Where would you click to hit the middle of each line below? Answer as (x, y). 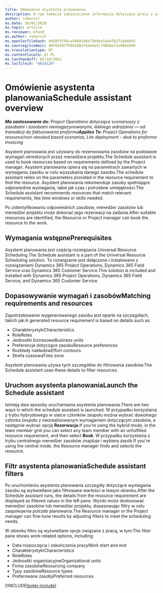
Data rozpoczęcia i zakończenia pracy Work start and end (69, 545)
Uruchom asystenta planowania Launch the (72, 385)
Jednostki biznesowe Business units (48, 340)
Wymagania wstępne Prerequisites (58, 238)
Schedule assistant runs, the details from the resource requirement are (76, 496)
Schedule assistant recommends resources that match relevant (68, 193)
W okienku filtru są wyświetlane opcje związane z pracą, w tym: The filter (78, 531)
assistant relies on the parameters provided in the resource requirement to (79, 177)
